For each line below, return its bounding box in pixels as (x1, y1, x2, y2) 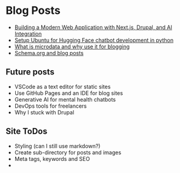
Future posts (5, 67, 55, 77)
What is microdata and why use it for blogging (14, 43, 130, 50)
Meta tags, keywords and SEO (14, 155, 90, 162)
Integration (14, 30, 42, 37)
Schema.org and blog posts (14, 49, 84, 56)
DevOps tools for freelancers (14, 102, 87, 109)
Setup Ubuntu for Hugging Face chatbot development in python (14, 36, 174, 44)
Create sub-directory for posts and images (14, 149, 122, 156)
